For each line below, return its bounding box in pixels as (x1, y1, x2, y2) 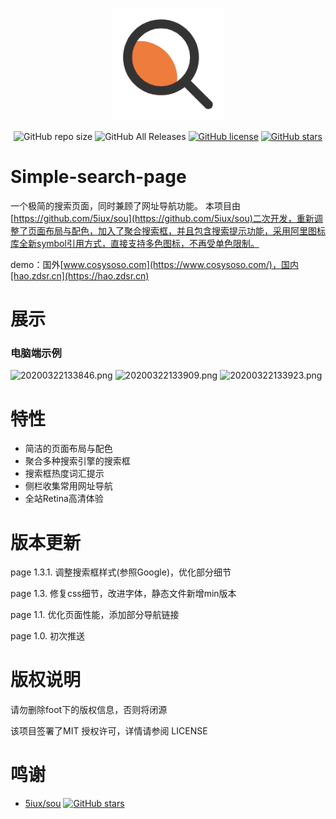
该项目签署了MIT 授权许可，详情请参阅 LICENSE (10, 725, 208, 737)
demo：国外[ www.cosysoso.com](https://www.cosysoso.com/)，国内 (10, 258, 299, 270)
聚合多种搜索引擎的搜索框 (24, 455, 131, 467)
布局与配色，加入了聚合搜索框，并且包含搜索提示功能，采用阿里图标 (44, 224, 326, 237)
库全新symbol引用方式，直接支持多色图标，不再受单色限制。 (10, 237, 260, 249)
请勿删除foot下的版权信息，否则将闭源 (10, 704, 168, 716)
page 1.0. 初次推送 (10, 630, 86, 642)
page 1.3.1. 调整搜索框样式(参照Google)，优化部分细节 (10, 566, 232, 578)
